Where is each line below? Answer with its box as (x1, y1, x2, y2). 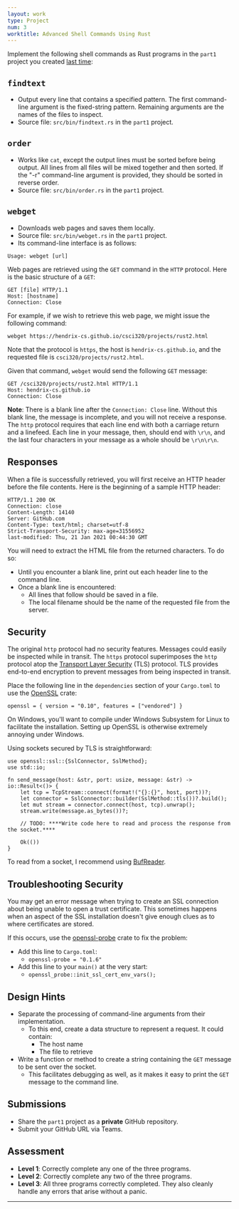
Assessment (7, 1146, 65, 1158)
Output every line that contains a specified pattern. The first (17, 95, 193, 104)
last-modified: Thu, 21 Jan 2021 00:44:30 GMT (7, 533, 148, 541)
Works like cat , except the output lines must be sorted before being (17, 155, 216, 164)
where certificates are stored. (7, 920, 95, 928)
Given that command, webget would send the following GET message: (7, 366, 208, 375)
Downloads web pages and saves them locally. (17, 224, 155, 232)
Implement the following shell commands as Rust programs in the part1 (7, 50, 217, 58)
